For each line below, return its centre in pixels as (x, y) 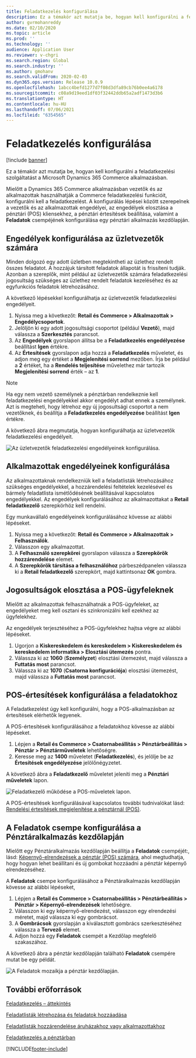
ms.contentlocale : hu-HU (36, 104)
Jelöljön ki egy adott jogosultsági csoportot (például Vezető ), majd (94, 328)
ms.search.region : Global (37, 60)
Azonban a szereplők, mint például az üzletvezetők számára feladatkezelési (97, 274)
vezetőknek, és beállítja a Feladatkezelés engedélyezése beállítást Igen (93, 413)
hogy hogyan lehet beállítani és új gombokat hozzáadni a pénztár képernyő (96, 864)
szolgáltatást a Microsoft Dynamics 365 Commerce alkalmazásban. (87, 178)
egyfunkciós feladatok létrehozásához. (52, 287)
